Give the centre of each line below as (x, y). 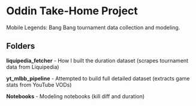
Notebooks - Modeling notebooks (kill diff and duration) (76, 96)
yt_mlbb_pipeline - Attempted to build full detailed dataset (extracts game (98, 78)
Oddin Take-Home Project (72, 11)
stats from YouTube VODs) (39, 85)
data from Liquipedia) (33, 67)
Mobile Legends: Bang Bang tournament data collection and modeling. (93, 27)
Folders (21, 46)
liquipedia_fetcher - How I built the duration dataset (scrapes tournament (97, 60)
